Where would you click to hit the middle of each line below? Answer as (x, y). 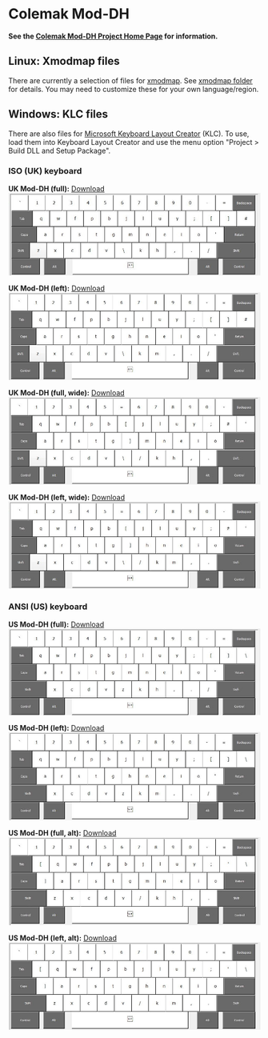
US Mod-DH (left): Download (56, 728)
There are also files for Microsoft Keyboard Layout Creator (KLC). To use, (129, 134)
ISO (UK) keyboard (45, 171)
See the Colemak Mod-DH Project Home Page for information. (113, 36)
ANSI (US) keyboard (48, 607)
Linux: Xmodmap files (64, 61)
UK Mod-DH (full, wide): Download (67, 393)
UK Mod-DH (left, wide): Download (67, 497)
